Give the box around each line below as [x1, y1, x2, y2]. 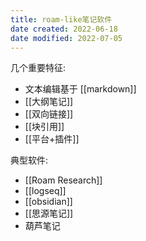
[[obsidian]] [24, 196, 73, 208]
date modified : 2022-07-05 [10, 33, 123, 43]
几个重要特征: [10, 62, 67, 74]
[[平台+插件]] [24, 133, 80, 145]
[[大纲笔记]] [24, 96, 74, 108]
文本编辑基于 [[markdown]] [24, 83, 137, 95]
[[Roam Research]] [24, 174, 103, 186]
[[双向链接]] [24, 108, 74, 120]
